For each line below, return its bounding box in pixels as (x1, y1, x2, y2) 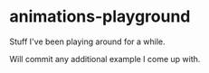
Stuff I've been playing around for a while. (9, 36, 166, 47)
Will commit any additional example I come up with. (9, 53, 201, 64)
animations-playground (9, 6, 191, 27)
